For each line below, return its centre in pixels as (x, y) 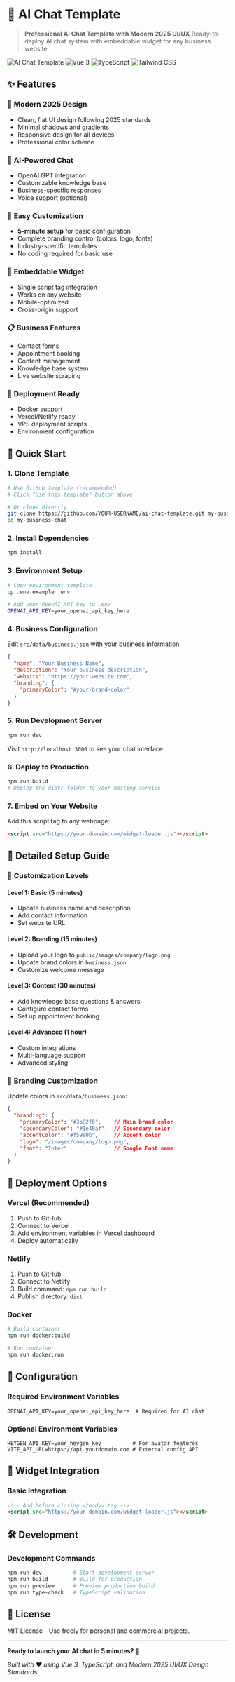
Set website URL (41, 923)
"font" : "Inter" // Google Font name (97, 1148)
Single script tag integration (57, 287)
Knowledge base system (53, 368)
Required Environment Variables (63, 1397)
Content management (49, 361)
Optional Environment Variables (62, 1429)
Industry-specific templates (57, 246)
